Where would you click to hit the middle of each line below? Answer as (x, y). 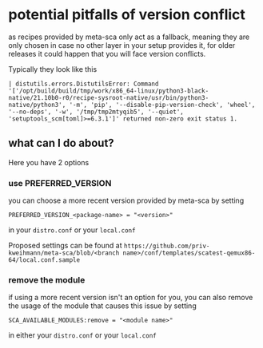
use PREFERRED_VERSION (60, 183)
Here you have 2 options (49, 162)
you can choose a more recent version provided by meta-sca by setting (126, 200)
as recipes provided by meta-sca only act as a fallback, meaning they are (129, 37)
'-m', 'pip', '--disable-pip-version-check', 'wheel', (162, 105)
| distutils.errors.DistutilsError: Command (84, 84)
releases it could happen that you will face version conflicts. (107, 53)
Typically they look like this (53, 69)
